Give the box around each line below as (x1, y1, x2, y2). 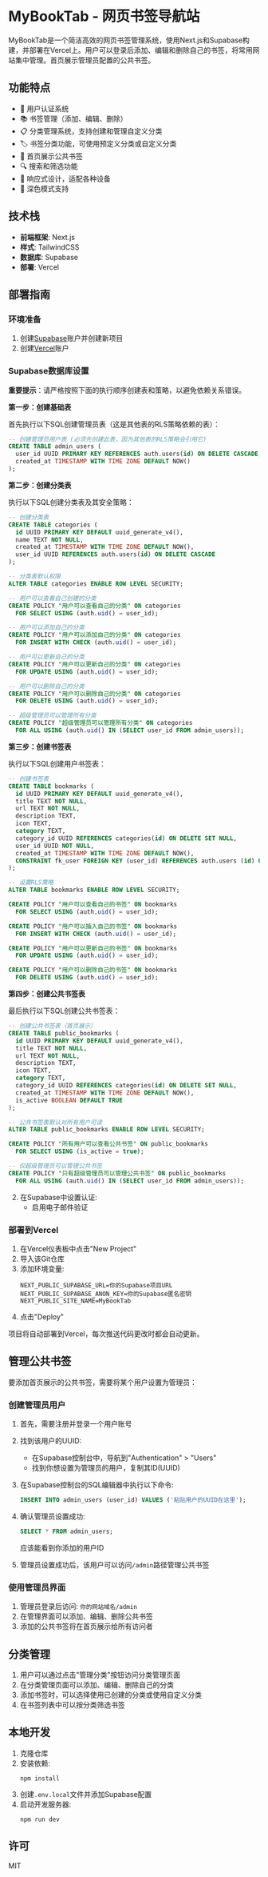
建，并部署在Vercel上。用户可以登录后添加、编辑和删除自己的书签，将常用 (8, 45, 253, 54)
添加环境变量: (19, 1263, 65, 1273)
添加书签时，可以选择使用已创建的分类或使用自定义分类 (19, 1690, 202, 1699)
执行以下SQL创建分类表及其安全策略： (8, 497, 134, 506)
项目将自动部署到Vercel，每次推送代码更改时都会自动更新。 (8, 1329, 204, 1339)
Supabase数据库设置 (8, 366, 89, 377)
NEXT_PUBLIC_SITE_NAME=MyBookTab (19, 1297, 132, 1305)
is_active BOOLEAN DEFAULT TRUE (15, 1096, 124, 1104)
